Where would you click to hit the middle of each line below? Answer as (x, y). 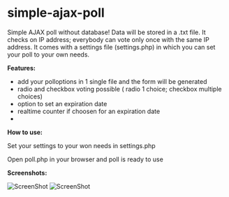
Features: (22, 68)
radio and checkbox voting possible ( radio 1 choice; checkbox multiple (119, 89)
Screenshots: (27, 173)
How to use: (25, 132)
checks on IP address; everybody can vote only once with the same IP (108, 39)
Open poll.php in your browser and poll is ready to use (86, 159)
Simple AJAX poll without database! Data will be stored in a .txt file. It (106, 32)
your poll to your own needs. (48, 54)
